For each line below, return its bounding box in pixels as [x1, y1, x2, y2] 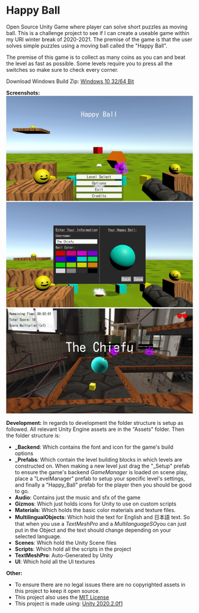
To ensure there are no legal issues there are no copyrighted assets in [14, 581, 185, 588]
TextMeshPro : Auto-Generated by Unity [14, 552, 113, 559]
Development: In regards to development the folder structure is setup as [6, 420, 184, 427]
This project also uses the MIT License [14, 594, 110, 601]
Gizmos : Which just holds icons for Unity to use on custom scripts [14, 500, 176, 507]
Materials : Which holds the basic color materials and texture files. [14, 507, 176, 514]
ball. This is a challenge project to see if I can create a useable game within [6, 29, 190, 36]
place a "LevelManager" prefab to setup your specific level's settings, [14, 475, 185, 482]
